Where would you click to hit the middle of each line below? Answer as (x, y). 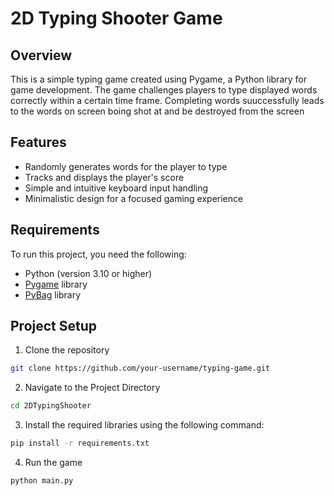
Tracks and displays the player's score (104, 177)
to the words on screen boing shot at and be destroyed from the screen (157, 111)
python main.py (42, 481)
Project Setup (54, 326)
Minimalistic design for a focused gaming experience (134, 198)
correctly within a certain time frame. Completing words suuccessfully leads (167, 100)
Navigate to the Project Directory (92, 388)
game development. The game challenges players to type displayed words (164, 90)
